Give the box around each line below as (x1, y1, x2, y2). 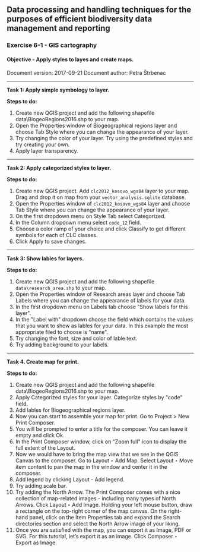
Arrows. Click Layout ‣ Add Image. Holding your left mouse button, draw (15, 501, 193, 508)
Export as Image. (15, 539, 57, 546)
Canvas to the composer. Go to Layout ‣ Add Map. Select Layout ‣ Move (15, 457, 193, 464)
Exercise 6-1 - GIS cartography (7, 41, 97, 49)
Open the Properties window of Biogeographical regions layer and (15, 122, 177, 129)
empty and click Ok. (15, 431, 65, 439)
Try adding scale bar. (15, 482, 68, 489)
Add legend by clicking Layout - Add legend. (15, 475, 125, 483)
